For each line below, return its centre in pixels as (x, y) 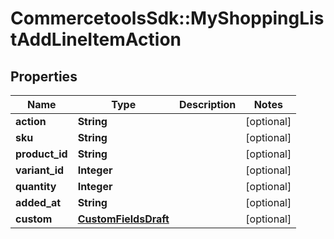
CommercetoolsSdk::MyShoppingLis (167, 18)
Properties (44, 76)
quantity (36, 186)
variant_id (40, 170)
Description (207, 104)
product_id (41, 154)
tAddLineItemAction (96, 39)
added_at (38, 202)
